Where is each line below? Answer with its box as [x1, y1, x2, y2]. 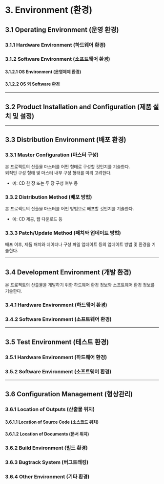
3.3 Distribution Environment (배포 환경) [5, 136, 126, 144]
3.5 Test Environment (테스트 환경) [5, 338, 109, 346]
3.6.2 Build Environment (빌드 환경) [5, 444, 88, 451]
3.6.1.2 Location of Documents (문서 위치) [5, 431, 89, 437]
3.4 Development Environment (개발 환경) [5, 268, 132, 276]
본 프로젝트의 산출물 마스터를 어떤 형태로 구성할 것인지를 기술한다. [5, 164, 130, 169]
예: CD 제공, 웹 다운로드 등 [12, 216, 62, 222]
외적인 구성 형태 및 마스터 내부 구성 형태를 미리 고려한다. [5, 169, 112, 175]
